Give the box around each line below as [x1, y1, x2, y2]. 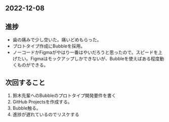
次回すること [5, 78, 46, 87]
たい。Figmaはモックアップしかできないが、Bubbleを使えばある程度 [17, 55, 160, 62]
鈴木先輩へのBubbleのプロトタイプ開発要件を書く [12, 93, 116, 99]
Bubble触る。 [12, 105, 41, 111]
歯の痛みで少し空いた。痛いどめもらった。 [12, 37, 102, 43]
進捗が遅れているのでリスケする [12, 111, 79, 117]
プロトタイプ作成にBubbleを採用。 [12, 43, 85, 49]
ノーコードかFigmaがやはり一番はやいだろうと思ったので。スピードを [12, 49, 158, 55]
